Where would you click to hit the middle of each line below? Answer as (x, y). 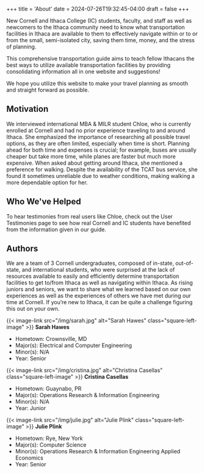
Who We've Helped (44, 202)
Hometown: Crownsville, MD (51, 339)
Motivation (27, 109)
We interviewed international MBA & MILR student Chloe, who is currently (99, 124)
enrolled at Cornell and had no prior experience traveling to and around (96, 130)
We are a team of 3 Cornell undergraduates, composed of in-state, (90, 263)
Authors (22, 249)
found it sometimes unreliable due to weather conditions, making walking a (100, 176)
